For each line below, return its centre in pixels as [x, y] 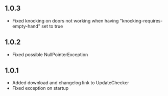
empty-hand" [26, 26]
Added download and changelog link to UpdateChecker [71, 83]
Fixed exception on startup [40, 88]
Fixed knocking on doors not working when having [65, 20]
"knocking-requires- [141, 20]
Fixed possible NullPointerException [50, 54]
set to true [52, 26]
